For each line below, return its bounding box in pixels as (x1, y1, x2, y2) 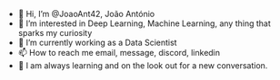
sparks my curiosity (17, 28, 93, 38)
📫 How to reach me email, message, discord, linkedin (17, 48, 221, 58)
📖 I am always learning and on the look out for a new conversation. (17, 60, 268, 71)
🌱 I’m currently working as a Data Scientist (17, 37, 177, 48)
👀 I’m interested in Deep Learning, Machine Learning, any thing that (17, 18, 271, 29)
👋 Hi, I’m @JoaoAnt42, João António (17, 9, 155, 19)
